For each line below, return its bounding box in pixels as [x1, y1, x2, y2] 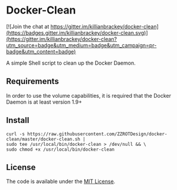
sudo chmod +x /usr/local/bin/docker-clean [6, 146, 115, 152]
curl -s [6, 131, 25, 137]
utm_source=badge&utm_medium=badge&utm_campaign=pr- [6, 42, 157, 49]
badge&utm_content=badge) [6, 48, 76, 55]
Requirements [6, 76, 59, 86]
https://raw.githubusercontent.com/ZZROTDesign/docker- [27, 131, 168, 137]
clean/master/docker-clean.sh [6, 136, 81, 142]
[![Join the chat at [6, 23, 50, 30]
